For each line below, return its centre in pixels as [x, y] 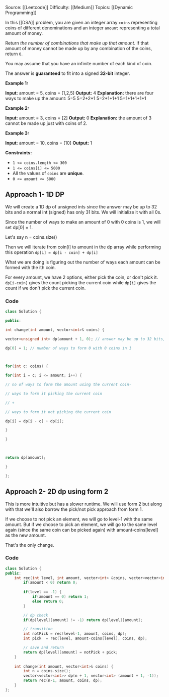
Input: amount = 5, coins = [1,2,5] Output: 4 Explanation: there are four [79, 93]
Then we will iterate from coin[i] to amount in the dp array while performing [83, 247]
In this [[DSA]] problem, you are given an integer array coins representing [81, 23]
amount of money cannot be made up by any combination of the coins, [79, 48]
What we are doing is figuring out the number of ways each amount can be [83, 262]
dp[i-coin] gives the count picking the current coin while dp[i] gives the [81, 282]
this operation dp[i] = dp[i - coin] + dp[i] [52, 252]
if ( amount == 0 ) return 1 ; [60, 597]
